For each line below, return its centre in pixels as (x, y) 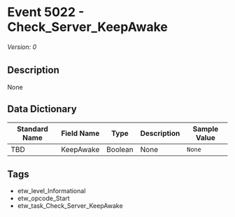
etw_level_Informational (51, 191)
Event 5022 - (46, 12)
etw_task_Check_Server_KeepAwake (70, 206)
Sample (206, 129)
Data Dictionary (42, 109)
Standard (33, 129)
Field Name (80, 133)
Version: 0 (22, 47)
